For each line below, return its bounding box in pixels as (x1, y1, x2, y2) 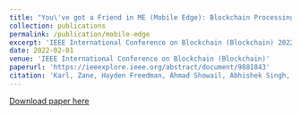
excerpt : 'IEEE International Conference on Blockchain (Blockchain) (9, 37, 275, 47)
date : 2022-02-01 (9, 46, 74, 55)
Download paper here (9, 95, 90, 106)
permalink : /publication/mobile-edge (9, 29, 150, 38)
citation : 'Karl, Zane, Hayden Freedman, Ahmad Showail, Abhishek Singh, (9, 71, 291, 80)
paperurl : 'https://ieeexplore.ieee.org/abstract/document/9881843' (9, 63, 271, 72)
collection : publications (9, 21, 106, 30)
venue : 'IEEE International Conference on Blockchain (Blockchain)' (9, 54, 271, 63)
